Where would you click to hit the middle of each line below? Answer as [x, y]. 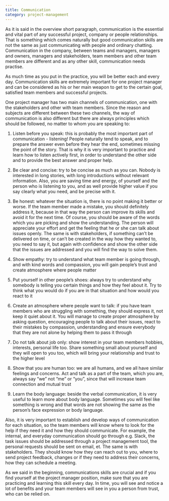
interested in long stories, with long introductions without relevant [81, 175]
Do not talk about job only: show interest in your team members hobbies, [88, 342]
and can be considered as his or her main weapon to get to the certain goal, [84, 87]
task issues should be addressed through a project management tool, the [81, 441]
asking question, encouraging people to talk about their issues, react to [87, 321]
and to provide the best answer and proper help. [63, 160]
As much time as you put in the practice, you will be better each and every [82, 76]
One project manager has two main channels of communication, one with [81, 102]
